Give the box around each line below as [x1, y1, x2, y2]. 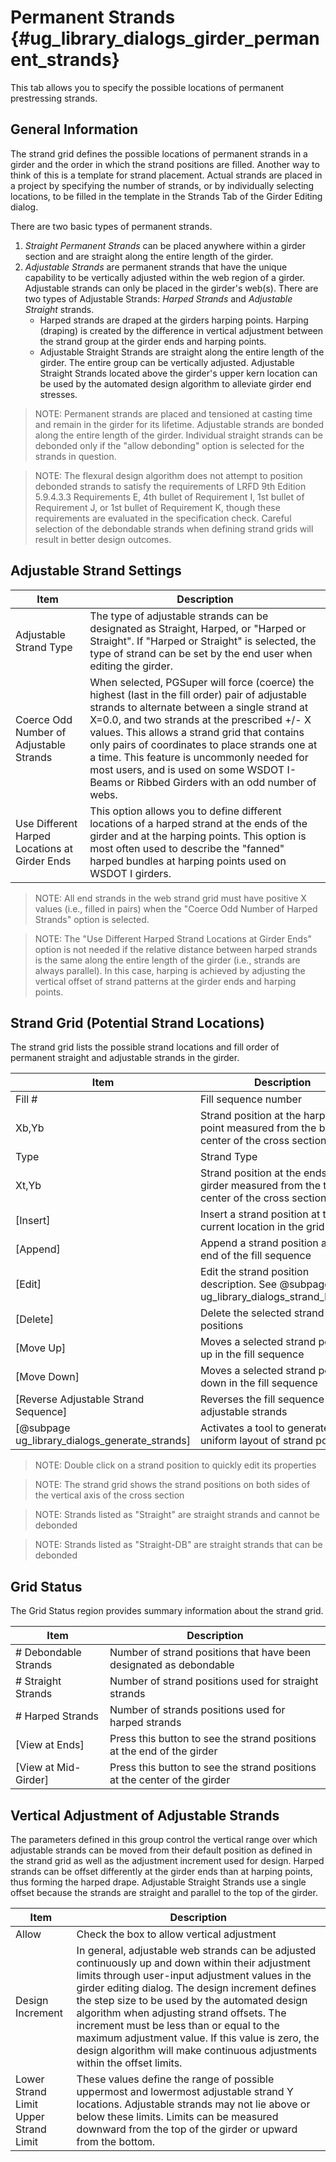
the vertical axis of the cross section [34, 1489, 185, 1501]
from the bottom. [76, 2135, 156, 2148]
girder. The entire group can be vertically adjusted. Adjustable [39, 356, 295, 368]
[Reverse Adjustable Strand [15, 1392, 145, 1406]
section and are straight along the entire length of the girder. [24, 250, 274, 262]
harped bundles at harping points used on [89, 854, 287, 868]
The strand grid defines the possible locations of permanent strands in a [10, 147, 308, 160]
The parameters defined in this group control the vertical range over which [10, 1834, 318, 1845]
